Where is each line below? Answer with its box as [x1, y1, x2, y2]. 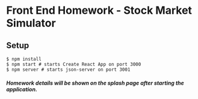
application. [6, 85, 38, 93]
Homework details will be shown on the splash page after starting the [6, 79, 185, 86]
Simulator [6, 16, 56, 30]
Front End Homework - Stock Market [6, 4, 193, 17]
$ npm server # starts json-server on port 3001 [6, 67, 131, 73]
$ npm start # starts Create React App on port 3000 [6, 61, 141, 67]
